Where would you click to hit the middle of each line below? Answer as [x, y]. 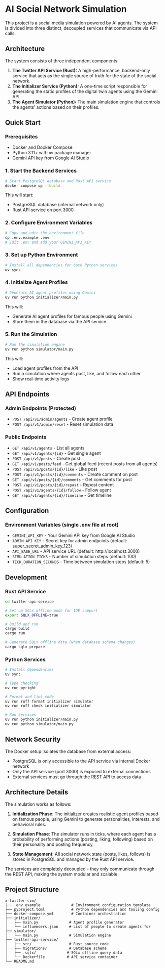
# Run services [21, 715]
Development [26, 577]
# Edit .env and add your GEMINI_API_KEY [48, 242]
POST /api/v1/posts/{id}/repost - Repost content [63, 484]
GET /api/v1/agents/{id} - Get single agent [56, 453]
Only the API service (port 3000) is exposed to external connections [82, 771]
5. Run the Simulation [31, 334]
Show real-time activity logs [41, 379]
